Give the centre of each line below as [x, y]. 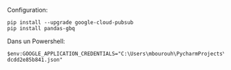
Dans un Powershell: [36, 41]
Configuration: [27, 10]
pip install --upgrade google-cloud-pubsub [70, 23]
